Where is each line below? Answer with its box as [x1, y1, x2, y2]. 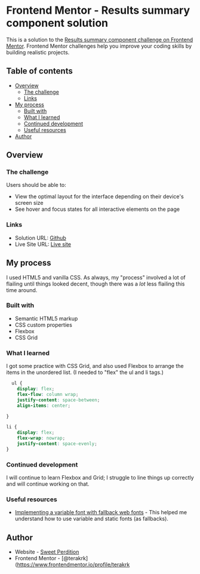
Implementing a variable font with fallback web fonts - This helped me [14, 509, 187, 516]
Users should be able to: [6, 182, 67, 189]
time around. [6, 286, 38, 293]
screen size [14, 199, 44, 207]
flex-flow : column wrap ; [17, 391, 79, 397]
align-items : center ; [17, 403, 70, 409]
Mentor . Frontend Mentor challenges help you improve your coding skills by [6, 42, 192, 50]
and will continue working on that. [6, 480, 90, 487]
